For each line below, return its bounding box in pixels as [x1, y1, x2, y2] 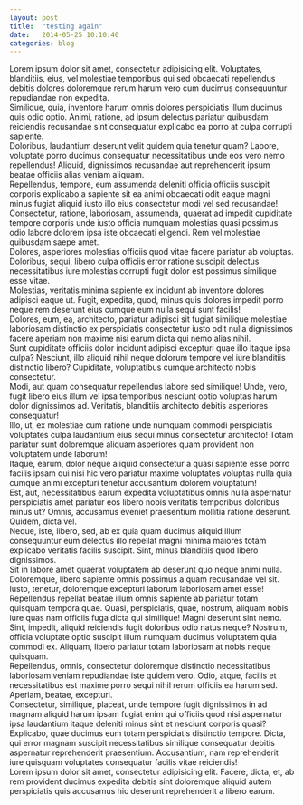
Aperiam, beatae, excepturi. [9, 690, 113, 701]
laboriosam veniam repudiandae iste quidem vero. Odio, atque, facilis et [9, 670, 278, 681]
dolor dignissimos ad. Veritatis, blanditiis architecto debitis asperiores [9, 401, 269, 412]
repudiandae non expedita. [9, 92, 110, 103]
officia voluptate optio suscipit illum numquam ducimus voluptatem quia [9, 632, 278, 643]
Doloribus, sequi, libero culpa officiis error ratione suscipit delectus [9, 256, 260, 267]
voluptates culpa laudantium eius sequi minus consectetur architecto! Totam [9, 430, 294, 441]
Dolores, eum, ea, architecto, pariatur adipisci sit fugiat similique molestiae [9, 314, 288, 325]
